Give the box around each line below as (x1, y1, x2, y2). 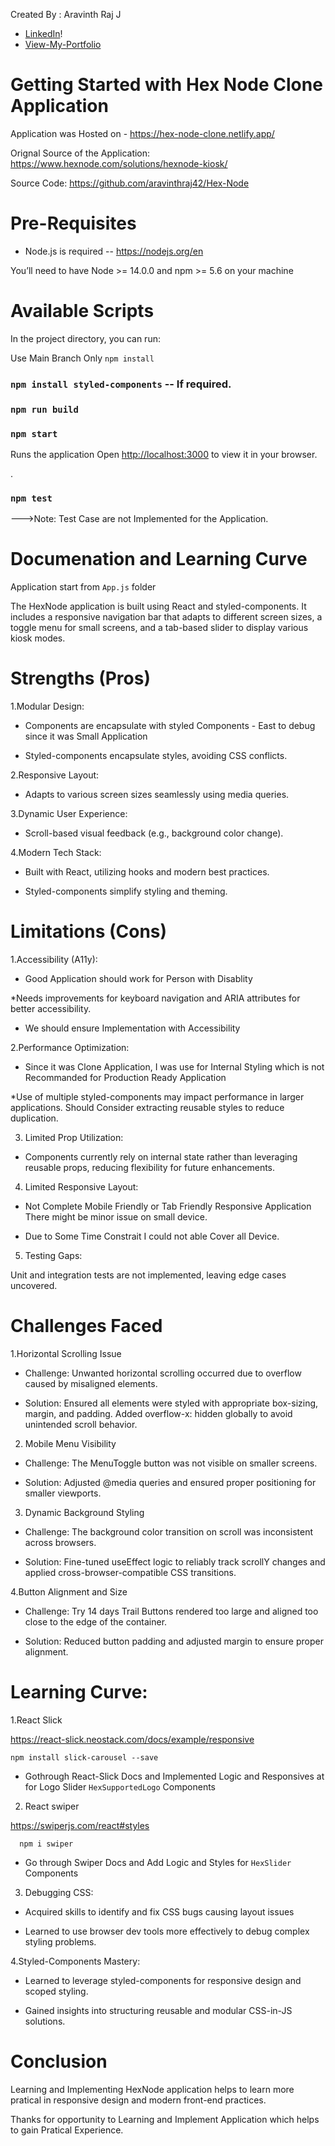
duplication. (10, 1112, 59, 1124)
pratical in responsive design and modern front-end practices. (10, 2094, 267, 2106)
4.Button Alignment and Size (10, 1586, 128, 1598)
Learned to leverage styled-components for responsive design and (24, 1974, 302, 1986)
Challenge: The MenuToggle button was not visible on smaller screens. (24, 1457, 318, 1469)
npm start (10, 428, 58, 439)
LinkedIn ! (24, 28, 63, 39)
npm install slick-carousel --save (10, 1752, 159, 1763)
